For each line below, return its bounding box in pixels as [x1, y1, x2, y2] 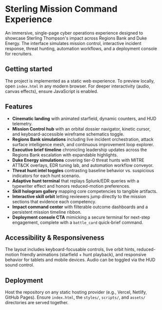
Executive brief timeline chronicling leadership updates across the [12, 147, 147, 153]
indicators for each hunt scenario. [12, 173, 81, 178]
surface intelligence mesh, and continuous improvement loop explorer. [12, 141, 154, 147]
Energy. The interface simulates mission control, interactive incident [5, 40, 142, 46]
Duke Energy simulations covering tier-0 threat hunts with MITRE [12, 157, 144, 163]
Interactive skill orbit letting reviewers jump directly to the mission [12, 193, 146, 199]
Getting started [5, 65, 53, 73]
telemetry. [12, 121, 33, 127]
